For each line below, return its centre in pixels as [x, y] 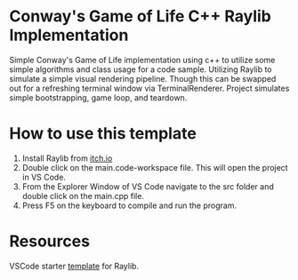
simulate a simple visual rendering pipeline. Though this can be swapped [143, 78]
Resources [50, 241]
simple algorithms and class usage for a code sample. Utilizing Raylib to [141, 69]
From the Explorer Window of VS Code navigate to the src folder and [148, 186]
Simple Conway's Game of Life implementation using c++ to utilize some [142, 60]
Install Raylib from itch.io [67, 158]
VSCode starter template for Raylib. [74, 266]
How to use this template [103, 134]
